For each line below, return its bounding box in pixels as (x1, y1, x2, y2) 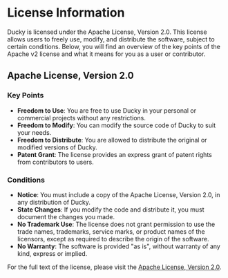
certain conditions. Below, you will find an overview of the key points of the (7, 42, 221, 50)
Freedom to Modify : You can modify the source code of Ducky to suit (17, 121, 216, 129)
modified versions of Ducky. (17, 143, 98, 151)
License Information (7, 5, 125, 21)
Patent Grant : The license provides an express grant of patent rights (17, 150, 212, 158)
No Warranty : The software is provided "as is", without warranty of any (17, 242, 221, 250)
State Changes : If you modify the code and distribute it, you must (17, 205, 205, 214)
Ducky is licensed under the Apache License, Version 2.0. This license (7, 28, 207, 36)
